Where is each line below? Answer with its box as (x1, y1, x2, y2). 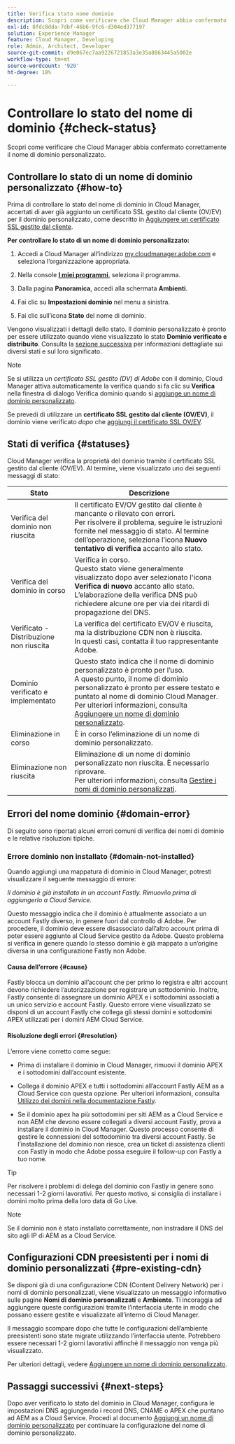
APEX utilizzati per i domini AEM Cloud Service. (7, 1016, 144, 1024)
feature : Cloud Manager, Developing (7, 36, 114, 43)
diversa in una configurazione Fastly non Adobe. (7, 946, 147, 955)
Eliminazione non (10, 762, 67, 772)
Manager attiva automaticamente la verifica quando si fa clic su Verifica (7, 382, 215, 391)
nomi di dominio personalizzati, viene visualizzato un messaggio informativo (7, 1289, 227, 1297)
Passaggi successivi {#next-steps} (7, 1380, 164, 1392)
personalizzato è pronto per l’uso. (74, 666, 185, 675)
